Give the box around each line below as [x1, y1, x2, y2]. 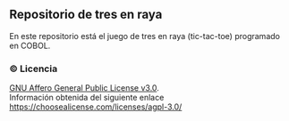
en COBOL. [9, 40, 51, 51]
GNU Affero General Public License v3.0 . [9, 83, 159, 93]
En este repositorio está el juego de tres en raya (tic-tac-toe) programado [9, 30, 280, 41]
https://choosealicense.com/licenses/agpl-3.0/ [9, 101, 183, 112]
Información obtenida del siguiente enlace [9, 93, 165, 103]
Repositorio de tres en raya [9, 7, 163, 22]
